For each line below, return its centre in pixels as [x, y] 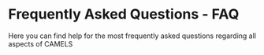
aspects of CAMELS [41, 43]
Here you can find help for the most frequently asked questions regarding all [132, 36]
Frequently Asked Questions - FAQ [124, 14]
